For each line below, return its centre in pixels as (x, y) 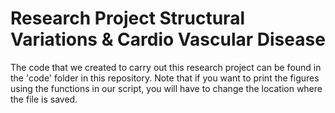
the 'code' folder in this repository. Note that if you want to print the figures (165, 78)
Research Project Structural (127, 18)
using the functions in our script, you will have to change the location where (166, 88)
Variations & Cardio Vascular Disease (168, 39)
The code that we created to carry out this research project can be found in (166, 67)
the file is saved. (44, 99)
